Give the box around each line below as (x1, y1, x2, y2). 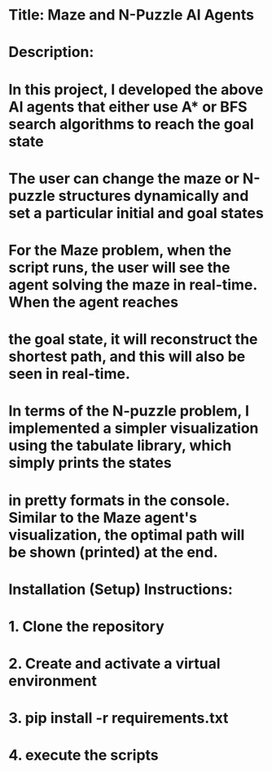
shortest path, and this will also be (8, 347, 246, 366)
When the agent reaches (8, 293, 179, 311)
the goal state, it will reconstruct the (8, 330, 258, 349)
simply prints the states (8, 454, 173, 473)
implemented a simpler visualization (8, 419, 259, 438)
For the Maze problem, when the (8, 241, 232, 260)
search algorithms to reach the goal (8, 115, 254, 133)
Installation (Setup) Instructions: (8, 580, 234, 599)
